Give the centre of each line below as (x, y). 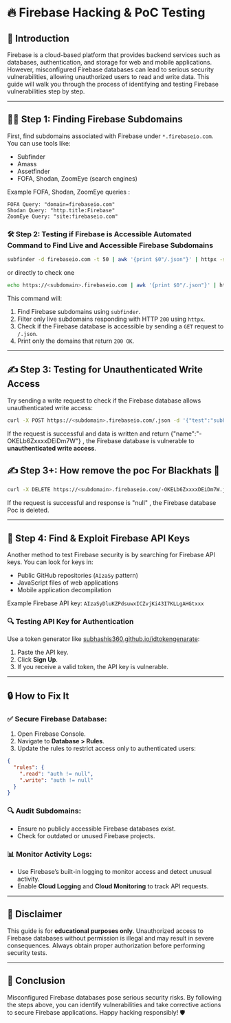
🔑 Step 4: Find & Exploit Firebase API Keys (99, 538)
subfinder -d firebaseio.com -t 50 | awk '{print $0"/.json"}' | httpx (112, 260)
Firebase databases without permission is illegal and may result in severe (111, 938)
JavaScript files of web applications (68, 583)
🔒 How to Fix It (38, 696)
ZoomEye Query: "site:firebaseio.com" (63, 216)
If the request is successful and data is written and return (88, 434)
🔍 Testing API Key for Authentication (70, 621)
